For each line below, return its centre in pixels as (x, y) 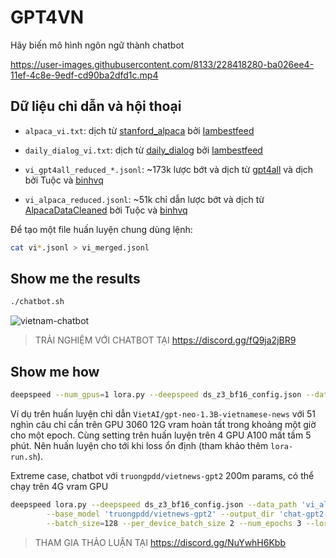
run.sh (24, 457)
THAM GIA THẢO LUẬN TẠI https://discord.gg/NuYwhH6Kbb (160, 542)
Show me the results (75, 279)
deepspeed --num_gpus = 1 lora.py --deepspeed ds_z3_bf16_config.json (156, 395)
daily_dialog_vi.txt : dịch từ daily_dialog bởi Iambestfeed (143, 150)
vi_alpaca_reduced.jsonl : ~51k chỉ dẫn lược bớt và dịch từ (144, 199)
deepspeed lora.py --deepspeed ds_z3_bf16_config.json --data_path (154, 505)
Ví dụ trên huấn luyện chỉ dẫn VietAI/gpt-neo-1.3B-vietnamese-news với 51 (163, 414)
